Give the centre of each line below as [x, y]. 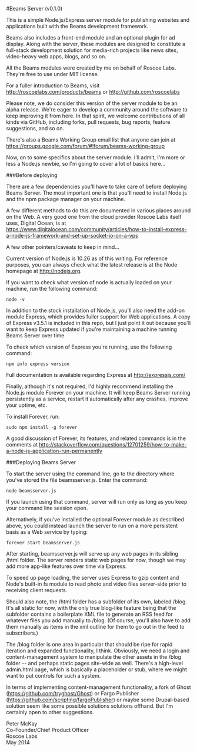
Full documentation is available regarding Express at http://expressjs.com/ [96, 375]
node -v [16, 300]
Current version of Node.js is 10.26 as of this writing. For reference [87, 258]
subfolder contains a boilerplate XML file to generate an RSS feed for [90, 614]
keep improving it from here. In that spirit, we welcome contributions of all [96, 116]
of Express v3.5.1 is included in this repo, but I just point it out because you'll [98, 323]
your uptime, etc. [27, 405]
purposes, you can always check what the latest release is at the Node [92, 265]
